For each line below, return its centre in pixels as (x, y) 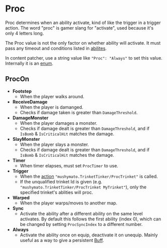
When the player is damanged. (52, 107)
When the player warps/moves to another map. (69, 203)
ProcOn (17, 79)
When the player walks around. (52, 96)
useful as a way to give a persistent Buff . (62, 240)
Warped (21, 197)
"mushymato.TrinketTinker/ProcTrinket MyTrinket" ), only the (83, 187)
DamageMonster (30, 118)
